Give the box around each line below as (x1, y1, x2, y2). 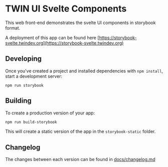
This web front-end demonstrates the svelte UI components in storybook (5, 20, 156, 26)
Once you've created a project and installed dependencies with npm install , (5, 68, 163, 74)
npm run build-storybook (5, 119, 57, 124)
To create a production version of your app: (5, 110, 95, 116)
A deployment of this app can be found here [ (5, 35, 99, 41)
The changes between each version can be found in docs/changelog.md (5, 156, 155, 162)
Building (5, 96, 32, 105)
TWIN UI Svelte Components (5, 3, 127, 15)
